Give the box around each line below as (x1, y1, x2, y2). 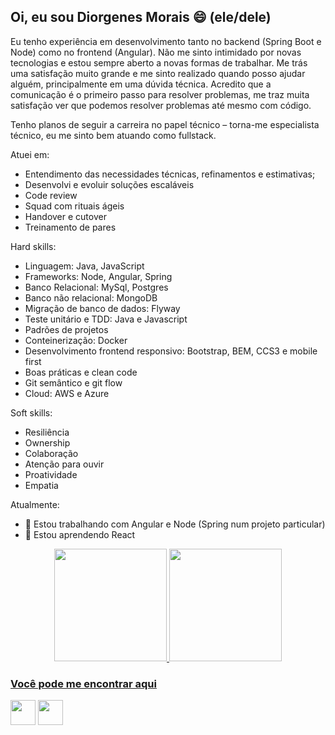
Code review (24, 189, 78, 201)
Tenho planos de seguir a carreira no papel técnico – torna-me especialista (10, 118, 320, 130)
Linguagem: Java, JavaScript (24, 260, 145, 272)
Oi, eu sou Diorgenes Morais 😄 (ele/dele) (10, 9, 272, 26)
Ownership (24, 436, 71, 449)
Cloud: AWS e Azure (24, 387, 110, 399)
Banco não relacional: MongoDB (24, 291, 158, 304)
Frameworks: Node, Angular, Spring (24, 270, 173, 282)
